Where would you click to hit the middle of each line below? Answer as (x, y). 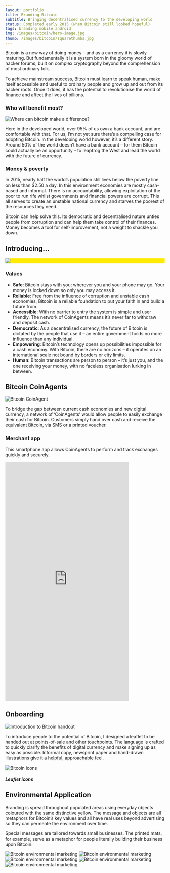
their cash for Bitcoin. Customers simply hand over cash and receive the (80, 420)
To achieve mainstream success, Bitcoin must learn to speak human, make (83, 79)
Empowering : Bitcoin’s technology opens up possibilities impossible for (87, 344)
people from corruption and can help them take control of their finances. (81, 222)
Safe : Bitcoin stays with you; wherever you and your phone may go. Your (89, 285)
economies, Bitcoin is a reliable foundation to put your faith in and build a (89, 301)
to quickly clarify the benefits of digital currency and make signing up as (80, 747)
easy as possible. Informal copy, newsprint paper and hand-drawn (75, 752)
